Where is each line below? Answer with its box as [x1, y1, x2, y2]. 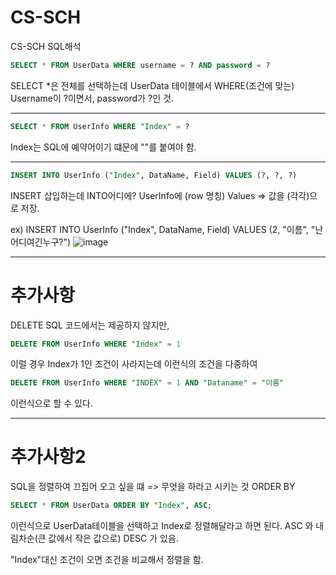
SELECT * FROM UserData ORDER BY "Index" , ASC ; [10, 501, 213, 511]
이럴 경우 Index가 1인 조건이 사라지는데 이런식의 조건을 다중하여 [10, 358, 258, 370]
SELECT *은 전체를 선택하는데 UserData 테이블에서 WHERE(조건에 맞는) [10, 79, 295, 91]
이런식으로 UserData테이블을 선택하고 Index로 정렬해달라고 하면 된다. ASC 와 [10, 520, 314, 532]
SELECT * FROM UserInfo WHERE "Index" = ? [10, 121, 190, 131]
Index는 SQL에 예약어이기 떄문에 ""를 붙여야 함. [10, 141, 197, 153]
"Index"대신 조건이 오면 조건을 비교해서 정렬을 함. [10, 554, 204, 566]
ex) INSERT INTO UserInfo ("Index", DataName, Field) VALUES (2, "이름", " [10, 223, 316, 235]
